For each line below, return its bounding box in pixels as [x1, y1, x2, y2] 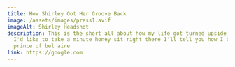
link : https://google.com [7, 50, 83, 57]
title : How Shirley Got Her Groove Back [7, 10, 127, 17]
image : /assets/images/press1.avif [7, 17, 111, 24]
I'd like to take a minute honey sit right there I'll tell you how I [13, 36, 224, 43]
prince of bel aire [13, 43, 71, 50]
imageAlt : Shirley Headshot [7, 23, 90, 30]
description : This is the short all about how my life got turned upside [7, 29, 227, 37]
